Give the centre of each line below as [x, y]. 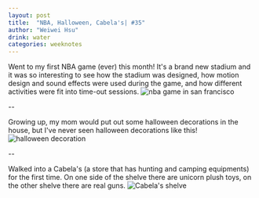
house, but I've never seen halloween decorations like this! [103, 131]
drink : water [29, 37]
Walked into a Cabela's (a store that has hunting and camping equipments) [129, 169]
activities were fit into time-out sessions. [74, 92]
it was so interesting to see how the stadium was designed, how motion [124, 75]
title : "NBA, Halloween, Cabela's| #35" [77, 23]
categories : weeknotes [45, 45]
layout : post [29, 15]
